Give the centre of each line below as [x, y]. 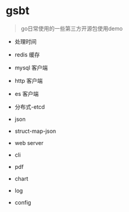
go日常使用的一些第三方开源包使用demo [72, 28]
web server [29, 143]
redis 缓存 [27, 54]
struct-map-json [35, 131]
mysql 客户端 [31, 68]
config [23, 202]
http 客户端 [29, 80]
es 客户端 [27, 93]
